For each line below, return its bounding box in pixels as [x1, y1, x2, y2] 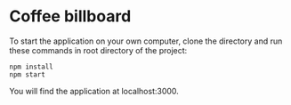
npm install [9, 62, 53, 71]
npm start [9, 69, 46, 79]
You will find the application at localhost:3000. [9, 85, 180, 96]
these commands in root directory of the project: [9, 44, 188, 55]
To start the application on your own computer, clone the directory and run [9, 36, 283, 46]
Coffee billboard [9, 6, 132, 27]
